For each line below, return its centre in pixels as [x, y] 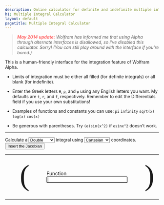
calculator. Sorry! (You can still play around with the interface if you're [88, 47]
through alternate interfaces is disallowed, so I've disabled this [80, 42]
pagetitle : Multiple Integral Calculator [48, 23]
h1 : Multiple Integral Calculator [40, 14]
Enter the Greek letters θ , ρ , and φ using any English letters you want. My [85, 91]
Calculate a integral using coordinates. [71, 140]
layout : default [21, 19]
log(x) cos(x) [26, 117]
